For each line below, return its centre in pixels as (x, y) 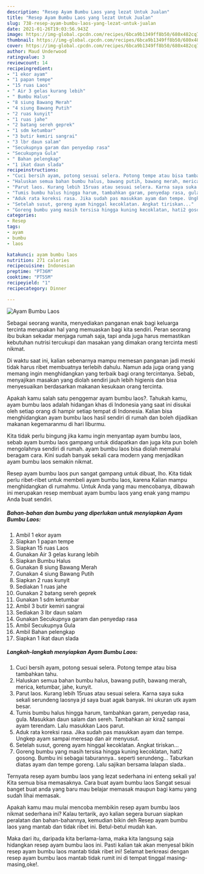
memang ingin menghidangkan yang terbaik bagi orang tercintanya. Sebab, (101, 373)
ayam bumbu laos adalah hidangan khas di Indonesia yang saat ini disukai (99, 404)
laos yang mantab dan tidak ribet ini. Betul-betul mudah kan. (82, 827)
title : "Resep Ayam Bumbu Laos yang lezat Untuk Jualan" (80, 18)
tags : (14, 227)
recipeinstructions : (33, 170)
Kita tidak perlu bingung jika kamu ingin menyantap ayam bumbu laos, (94, 436)
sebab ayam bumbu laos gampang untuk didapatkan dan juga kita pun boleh (102, 442)
